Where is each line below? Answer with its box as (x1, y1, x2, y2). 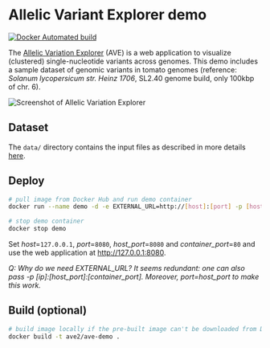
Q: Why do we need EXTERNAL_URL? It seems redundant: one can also (8, 264, 245, 273)
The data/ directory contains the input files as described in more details (8, 142, 247, 152)
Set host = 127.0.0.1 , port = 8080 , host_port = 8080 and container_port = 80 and (8, 240, 256, 249)
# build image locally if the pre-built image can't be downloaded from (8, 325, 257, 333)
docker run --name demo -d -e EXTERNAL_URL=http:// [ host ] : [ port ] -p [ (8, 203, 250, 211)
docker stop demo (8, 225, 67, 233)
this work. (8, 280, 42, 290)
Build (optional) (8, 304, 87, 317)
